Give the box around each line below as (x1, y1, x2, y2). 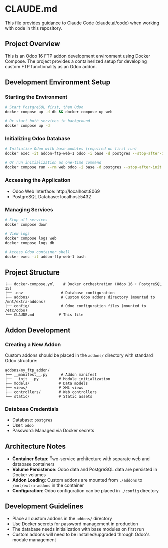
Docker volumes (12, 472, 46, 478)
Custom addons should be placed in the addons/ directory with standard (5, 352, 153, 358)
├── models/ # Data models (5, 381, 88, 386)
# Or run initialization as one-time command (5, 160, 101, 165)
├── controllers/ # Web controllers (5, 389, 97, 395)
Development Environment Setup (5, 78, 111, 87)
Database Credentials (5, 405, 59, 412)
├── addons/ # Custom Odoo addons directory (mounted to (5, 295, 155, 300)
